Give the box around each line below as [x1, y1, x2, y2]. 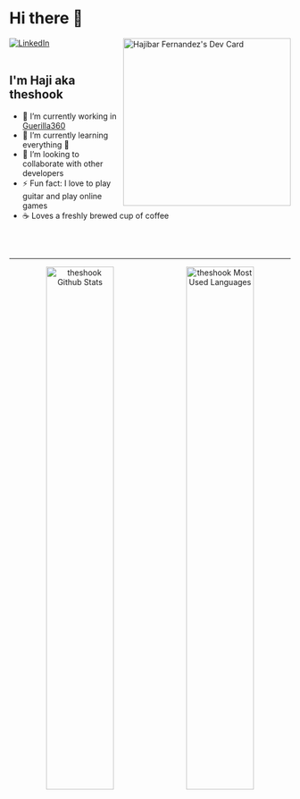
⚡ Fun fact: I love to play [21, 178, 112, 189]
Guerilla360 [21, 120, 66, 130]
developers [21, 167, 64, 178]
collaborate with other [21, 158, 104, 169]
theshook [9, 87, 64, 102]
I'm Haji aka [9, 73, 76, 88]
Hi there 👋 [9, 8, 83, 29]
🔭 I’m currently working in [21, 111, 117, 122]
